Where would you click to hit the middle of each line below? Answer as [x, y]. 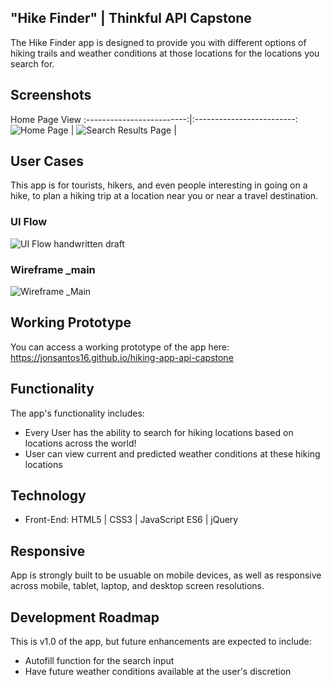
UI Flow [29, 222]
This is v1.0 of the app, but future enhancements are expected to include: [161, 642]
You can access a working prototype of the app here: [120, 347]
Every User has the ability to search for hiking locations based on [159, 432]
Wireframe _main [53, 269]
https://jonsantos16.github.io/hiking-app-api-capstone [122, 357]
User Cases [47, 161]
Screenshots [51, 95]
